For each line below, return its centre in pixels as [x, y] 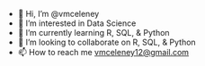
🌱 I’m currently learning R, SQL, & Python [94, 33]
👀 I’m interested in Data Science [77, 23]
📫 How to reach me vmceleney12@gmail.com [103, 52]
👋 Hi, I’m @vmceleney [58, 14]
